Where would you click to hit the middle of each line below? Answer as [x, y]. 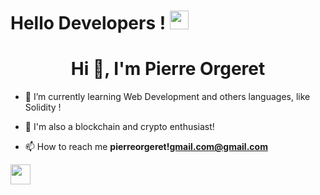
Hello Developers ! [88, 23]
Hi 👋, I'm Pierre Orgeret [168, 69]
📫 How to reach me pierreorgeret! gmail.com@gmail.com [146, 147]
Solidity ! [43, 107]
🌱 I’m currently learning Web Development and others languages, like [167, 97]
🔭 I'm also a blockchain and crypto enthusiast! [119, 127]
